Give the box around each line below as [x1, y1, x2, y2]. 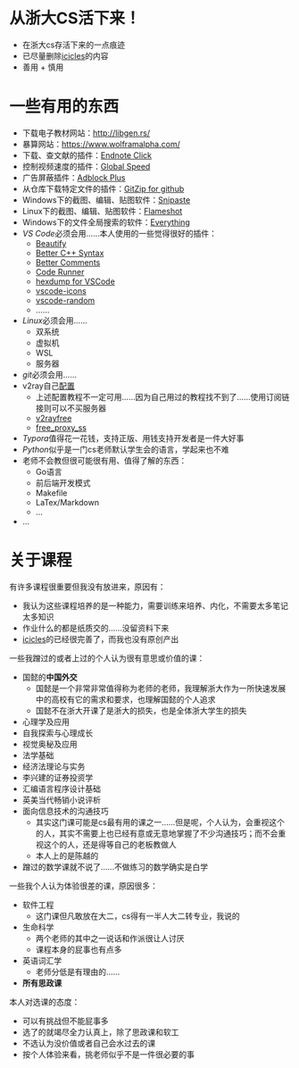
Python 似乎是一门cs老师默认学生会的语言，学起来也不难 [21, 444, 229, 455]
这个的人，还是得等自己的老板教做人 [43, 839, 177, 849]
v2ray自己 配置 [21, 380, 75, 391]
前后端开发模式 [35, 477, 91, 488]
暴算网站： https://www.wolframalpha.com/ [21, 138, 180, 149]
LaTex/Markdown [35, 496, 100, 507]
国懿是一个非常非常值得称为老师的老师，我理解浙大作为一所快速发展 [35, 682, 287, 693]
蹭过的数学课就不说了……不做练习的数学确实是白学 [21, 861, 208, 872]
